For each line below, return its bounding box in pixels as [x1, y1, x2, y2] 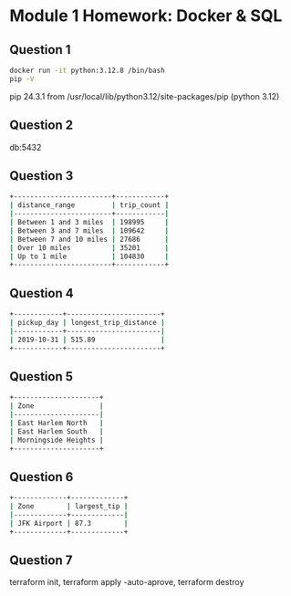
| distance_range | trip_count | [9, 201, 170, 210]
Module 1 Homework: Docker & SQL [9, 5, 283, 26]
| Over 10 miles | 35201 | [9, 243, 170, 252]
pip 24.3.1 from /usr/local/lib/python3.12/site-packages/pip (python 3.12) [9, 90, 280, 101]
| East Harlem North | [9, 418, 104, 427]
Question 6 [9, 469, 74, 485]
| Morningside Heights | [9, 435, 104, 444]
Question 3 [9, 168, 74, 183]
